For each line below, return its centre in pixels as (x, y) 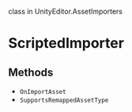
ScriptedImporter (66, 43)
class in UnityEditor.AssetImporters (66, 11)
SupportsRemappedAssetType (64, 100)
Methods (31, 72)
